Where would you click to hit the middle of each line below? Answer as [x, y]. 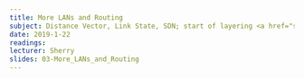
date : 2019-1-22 [40, 34]
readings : [28, 43]
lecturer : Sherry [42, 51]
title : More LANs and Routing [66, 17]
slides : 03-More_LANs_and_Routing [75, 59]
